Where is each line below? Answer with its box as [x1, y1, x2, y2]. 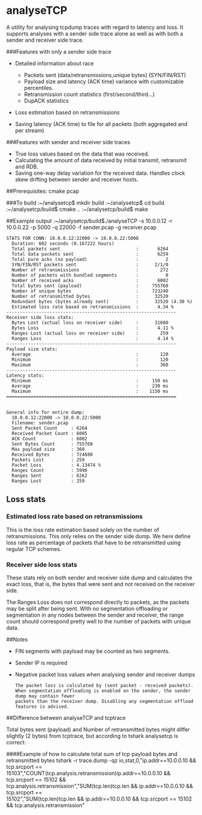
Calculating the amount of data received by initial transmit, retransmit [14, 156, 187, 163]
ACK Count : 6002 [11, 435, 87, 442]
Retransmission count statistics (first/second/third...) [24, 90, 155, 98]
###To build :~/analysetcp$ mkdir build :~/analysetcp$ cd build [6, 199, 165, 206]
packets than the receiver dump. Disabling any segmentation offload [14, 698, 194, 704]
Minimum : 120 [11, 356, 169, 362]
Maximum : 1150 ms [11, 388, 169, 394]
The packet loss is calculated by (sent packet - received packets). [14, 682, 194, 688]
